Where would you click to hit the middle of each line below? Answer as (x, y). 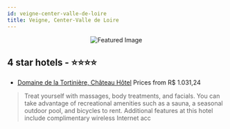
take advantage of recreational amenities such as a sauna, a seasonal (123, 103)
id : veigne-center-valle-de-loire (57, 14)
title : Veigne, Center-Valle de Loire (63, 20)
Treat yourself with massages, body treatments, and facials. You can (122, 96)
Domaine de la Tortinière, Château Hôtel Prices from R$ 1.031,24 (109, 83)
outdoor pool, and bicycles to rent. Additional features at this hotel (118, 111)
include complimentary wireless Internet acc (87, 118)
